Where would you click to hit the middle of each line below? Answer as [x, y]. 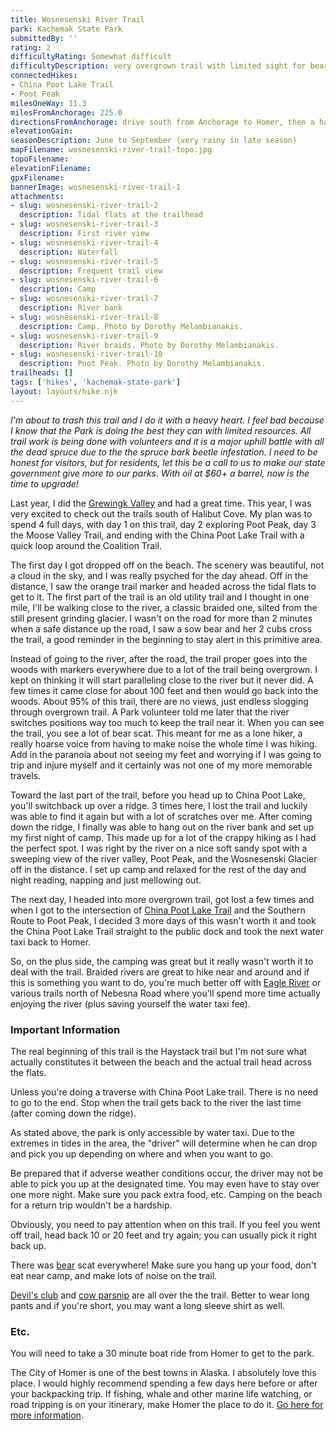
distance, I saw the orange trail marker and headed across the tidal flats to [163, 586]
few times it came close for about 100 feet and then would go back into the [164, 690]
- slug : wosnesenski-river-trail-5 [84, 261]
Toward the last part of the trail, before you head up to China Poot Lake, [158, 795]
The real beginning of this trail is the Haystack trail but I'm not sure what [159, 1051]
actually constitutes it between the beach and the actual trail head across [161, 1062]
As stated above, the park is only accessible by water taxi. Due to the [152, 1132]
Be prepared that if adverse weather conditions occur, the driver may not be [167, 1173]
